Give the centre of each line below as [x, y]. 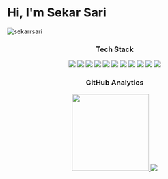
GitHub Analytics [115, 83]
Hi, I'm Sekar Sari [57, 13]
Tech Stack [115, 49]
